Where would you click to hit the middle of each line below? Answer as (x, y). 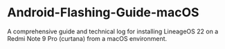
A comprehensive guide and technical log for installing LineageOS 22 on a (113, 31)
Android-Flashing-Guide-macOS (103, 13)
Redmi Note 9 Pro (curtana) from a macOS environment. (87, 38)
